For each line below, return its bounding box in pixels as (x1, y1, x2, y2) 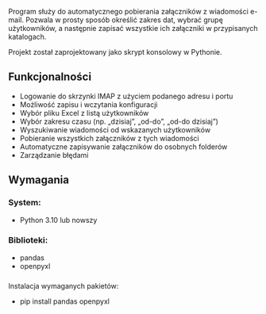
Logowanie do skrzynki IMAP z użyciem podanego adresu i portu (19, 91, 233, 101)
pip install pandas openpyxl (19, 297, 110, 306)
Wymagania (8, 174, 70, 187)
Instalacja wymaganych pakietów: (8, 281, 119, 290)
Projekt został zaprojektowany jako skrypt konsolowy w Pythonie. (8, 48, 222, 56)
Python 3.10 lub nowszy (19, 215, 98, 224)
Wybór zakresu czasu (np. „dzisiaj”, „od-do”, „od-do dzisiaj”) (19, 117, 218, 126)
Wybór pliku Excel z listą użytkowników (19, 108, 149, 117)
